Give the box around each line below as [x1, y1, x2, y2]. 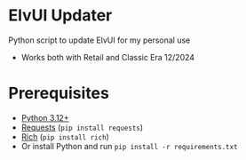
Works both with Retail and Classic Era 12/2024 [20, 52, 195, 62]
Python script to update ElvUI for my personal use [8, 35, 191, 45]
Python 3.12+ [20, 112, 69, 123]
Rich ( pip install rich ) [20, 131, 110, 142]
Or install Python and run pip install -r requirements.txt [20, 140, 238, 151]
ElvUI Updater [8, 5, 113, 26]
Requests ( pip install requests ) [20, 122, 144, 132]
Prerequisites [8, 84, 110, 103]
